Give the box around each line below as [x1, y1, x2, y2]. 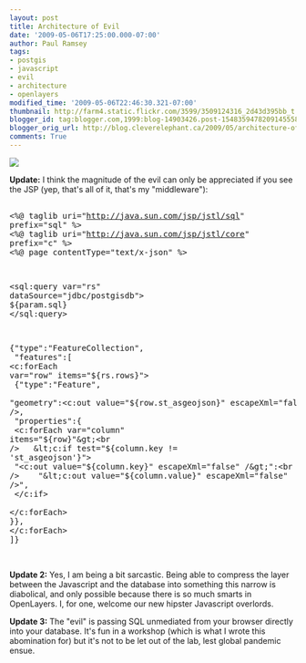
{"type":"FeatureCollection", [9, 343, 145, 353]
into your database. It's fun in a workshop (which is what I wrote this [9, 626, 266, 637]
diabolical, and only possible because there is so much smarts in [9, 588, 252, 599]
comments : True [9, 132, 67, 141]
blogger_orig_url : [9, 124, 79, 133]
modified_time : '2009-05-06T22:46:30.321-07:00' [9, 98, 198, 108]
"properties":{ [14, 416, 82, 426]
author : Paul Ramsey [9, 38, 88, 48]
